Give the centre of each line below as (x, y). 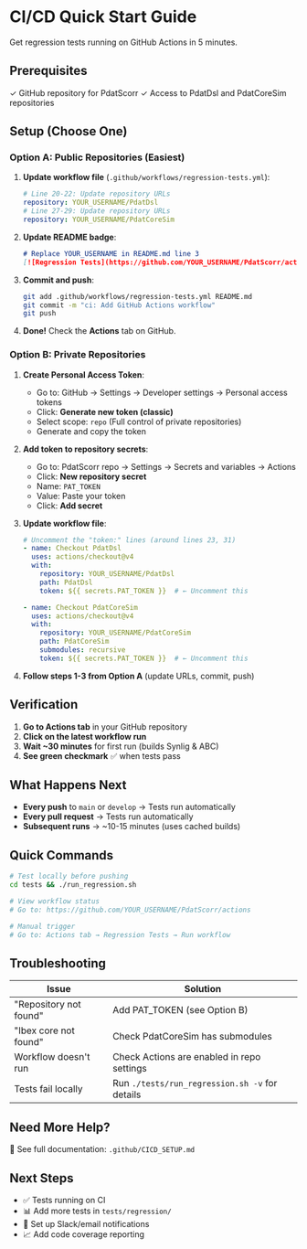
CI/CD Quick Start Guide (103, 17)
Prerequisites (48, 71)
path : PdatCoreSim (74, 642)
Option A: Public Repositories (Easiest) (97, 157)
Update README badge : (69, 237)
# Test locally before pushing (69, 876)
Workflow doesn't (52, 1057)
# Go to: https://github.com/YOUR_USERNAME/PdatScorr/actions (130, 910)
